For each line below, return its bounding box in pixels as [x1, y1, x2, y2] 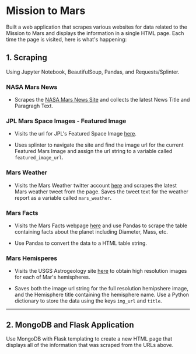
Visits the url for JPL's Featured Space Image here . [14, 130, 137, 137]
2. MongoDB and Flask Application [6, 320, 134, 329]
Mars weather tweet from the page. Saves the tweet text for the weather [14, 188, 188, 195]
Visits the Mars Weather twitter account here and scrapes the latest [14, 182, 177, 189]
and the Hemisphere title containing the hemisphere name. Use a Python [14, 291, 190, 299]
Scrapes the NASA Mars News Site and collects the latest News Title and [14, 96, 190, 103]
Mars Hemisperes [6, 254, 58, 262]
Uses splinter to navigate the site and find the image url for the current [14, 141, 184, 148]
